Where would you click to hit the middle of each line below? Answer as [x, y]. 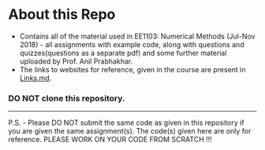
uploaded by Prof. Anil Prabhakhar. [76, 61]
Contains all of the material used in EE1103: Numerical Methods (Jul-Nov [137, 36]
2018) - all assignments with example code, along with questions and [132, 44]
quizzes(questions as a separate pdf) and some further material [123, 53]
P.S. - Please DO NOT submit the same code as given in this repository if [126, 123]
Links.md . [35, 78]
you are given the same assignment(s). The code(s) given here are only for [130, 131]
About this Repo [62, 15]
